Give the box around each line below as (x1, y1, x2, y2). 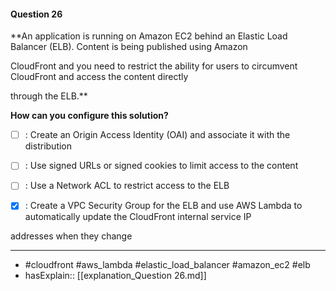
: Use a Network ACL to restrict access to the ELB (24, 180, 230, 192)
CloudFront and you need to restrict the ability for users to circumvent (10, 60, 298, 72)
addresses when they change (10, 230, 133, 242)
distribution (24, 140, 73, 152)
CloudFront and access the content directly (10, 71, 189, 83)
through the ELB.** (10, 90, 88, 102)
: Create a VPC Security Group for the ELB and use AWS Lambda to (24, 200, 303, 212)
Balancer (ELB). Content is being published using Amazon (10, 41, 248, 53)
